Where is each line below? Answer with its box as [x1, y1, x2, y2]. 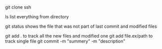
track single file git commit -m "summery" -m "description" [5, 38, 125, 44]
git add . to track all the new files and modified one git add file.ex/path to [5, 33, 153, 39]
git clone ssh [5, 4, 31, 10]
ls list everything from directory [5, 14, 69, 19]
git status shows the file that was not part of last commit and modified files [5, 23, 157, 29]
